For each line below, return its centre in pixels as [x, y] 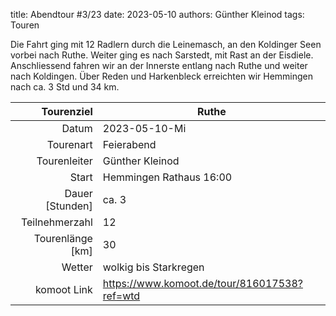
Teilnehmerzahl [56, 222]
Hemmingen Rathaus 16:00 [167, 177]
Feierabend [129, 144]
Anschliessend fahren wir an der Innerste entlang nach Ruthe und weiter [159, 65]
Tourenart [69, 144]
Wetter [77, 267]
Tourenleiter [64, 161]
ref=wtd [121, 296]
